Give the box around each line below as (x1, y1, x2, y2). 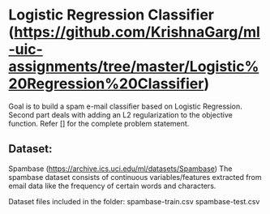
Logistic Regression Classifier (8, 6, 215, 24)
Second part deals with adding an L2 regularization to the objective (8, 109, 233, 119)
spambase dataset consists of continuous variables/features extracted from (8, 172, 262, 182)
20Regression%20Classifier (8, 75, 204, 93)
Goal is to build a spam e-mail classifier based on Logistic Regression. (8, 101, 243, 111)
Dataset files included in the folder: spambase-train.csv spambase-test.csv (8, 196, 260, 206)
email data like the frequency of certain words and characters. (8, 181, 216, 190)
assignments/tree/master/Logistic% (8, 58, 259, 76)
